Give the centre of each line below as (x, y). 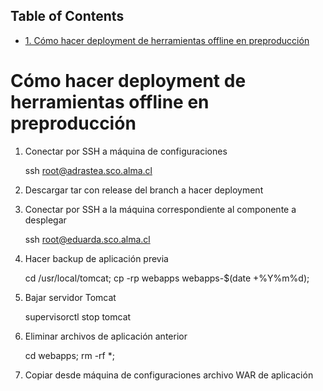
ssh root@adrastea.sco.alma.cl (88, 170)
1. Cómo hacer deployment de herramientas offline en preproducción (167, 40)
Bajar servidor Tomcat (70, 297)
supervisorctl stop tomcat (78, 316)
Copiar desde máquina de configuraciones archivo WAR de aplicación (169, 375)
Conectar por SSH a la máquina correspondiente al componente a (160, 209)
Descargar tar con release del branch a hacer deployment (144, 190)
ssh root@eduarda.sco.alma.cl (87, 239)
